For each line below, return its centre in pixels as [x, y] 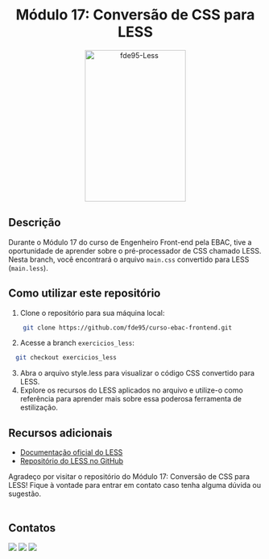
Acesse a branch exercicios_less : [77, 343]
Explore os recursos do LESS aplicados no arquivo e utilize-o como [131, 390]
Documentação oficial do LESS [71, 452]
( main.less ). [28, 267]
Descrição [35, 223]
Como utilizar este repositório [85, 294]
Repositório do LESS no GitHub [71, 461]
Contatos [32, 528]
